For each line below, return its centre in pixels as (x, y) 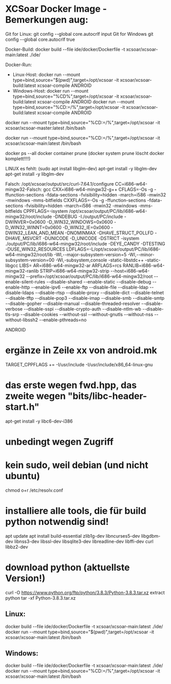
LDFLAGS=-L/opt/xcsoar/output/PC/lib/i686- (113, 249)
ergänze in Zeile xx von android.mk (81, 350)
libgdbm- (151, 536)
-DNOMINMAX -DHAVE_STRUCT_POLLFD (109, 233)
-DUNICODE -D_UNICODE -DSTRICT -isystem (91, 238)
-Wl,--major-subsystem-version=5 (90, 254)
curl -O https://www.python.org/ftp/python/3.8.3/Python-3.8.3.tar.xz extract (85, 592)
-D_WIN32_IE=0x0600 (86, 227)
